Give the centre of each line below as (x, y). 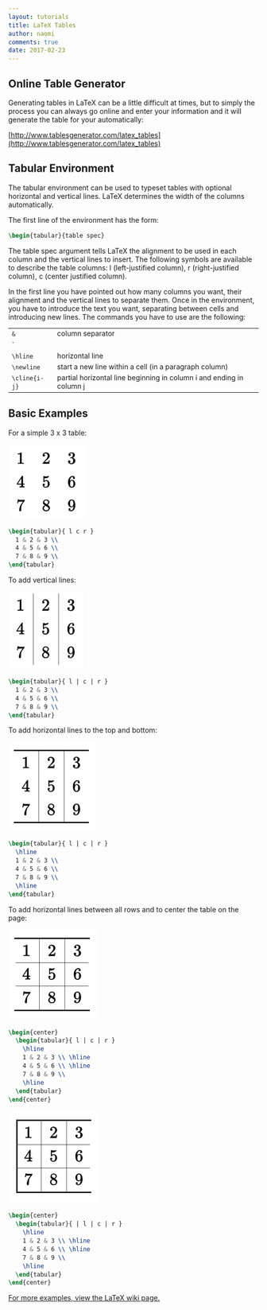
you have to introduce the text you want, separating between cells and (124, 308)
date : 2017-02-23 (37, 51)
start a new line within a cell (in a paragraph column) (143, 367)
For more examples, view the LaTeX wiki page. (84, 1298)
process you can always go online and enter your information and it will (125, 111)
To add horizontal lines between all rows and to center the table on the (124, 909)
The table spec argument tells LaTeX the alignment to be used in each (122, 251)
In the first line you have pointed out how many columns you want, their (125, 291)
